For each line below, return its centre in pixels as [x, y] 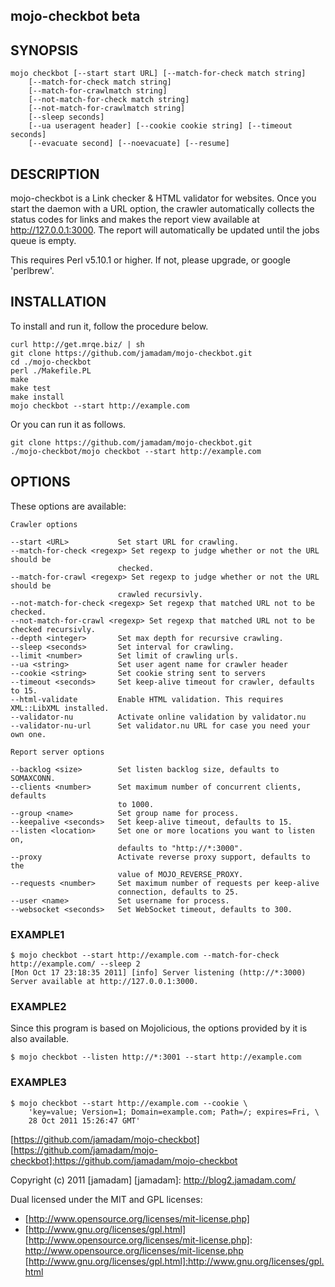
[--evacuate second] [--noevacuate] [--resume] [129, 144]
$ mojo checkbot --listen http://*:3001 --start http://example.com [156, 1057]
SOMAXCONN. [33, 778]
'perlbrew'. [32, 271]
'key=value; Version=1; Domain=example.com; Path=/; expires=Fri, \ [174, 1112]
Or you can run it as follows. [68, 424]
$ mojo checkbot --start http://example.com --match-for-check [145, 955]
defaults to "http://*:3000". [180, 848]
